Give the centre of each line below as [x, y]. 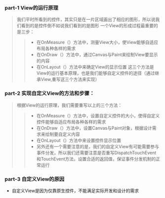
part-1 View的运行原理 [32, 7]
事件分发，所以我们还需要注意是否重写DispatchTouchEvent [96, 153]
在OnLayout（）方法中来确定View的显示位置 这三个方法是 [95, 67]
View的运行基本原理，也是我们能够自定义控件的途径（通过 [96, 73]
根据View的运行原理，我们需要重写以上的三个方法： [69, 105]
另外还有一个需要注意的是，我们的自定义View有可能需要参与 [98, 146]
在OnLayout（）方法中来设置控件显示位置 [79, 140]
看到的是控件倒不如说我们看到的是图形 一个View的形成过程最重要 [87, 26]
